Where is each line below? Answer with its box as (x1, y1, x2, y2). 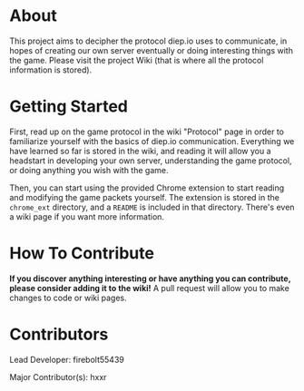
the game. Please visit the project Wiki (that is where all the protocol (9, 54, 264, 65)
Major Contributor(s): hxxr (9, 371, 107, 382)
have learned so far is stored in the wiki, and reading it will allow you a (9, 145, 271, 156)
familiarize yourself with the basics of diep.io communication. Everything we (9, 135, 295, 146)
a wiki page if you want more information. (9, 210, 165, 222)
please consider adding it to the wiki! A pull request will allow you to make (9, 282, 290, 293)
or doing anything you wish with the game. (9, 164, 169, 175)
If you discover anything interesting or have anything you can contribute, (9, 273, 291, 284)
